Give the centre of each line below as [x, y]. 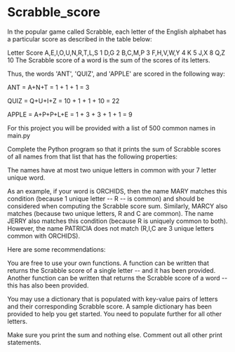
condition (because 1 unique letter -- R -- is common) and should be [106, 198]
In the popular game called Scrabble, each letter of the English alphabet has [117, 32]
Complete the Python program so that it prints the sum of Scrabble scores [114, 149]
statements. [25, 342]
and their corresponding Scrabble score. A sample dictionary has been [109, 306]
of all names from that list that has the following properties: [92, 156]
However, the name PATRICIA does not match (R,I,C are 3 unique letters [110, 228]
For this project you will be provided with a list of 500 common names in [112, 128]
